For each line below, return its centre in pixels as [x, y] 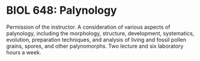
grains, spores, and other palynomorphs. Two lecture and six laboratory [95, 46]
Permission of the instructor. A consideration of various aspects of [88, 27]
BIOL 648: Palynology [62, 10]
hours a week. [24, 52]
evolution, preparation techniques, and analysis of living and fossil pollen [96, 39]
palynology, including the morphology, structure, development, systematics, [100, 33]
